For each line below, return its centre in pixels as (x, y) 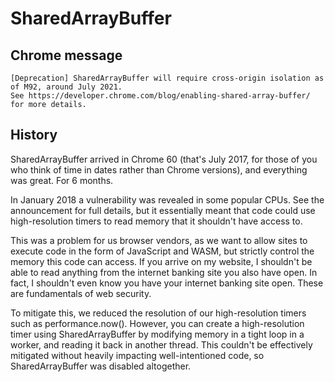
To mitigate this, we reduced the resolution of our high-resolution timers (158, 313)
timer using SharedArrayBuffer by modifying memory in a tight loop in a (157, 334)
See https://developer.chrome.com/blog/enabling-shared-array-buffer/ (160, 96)
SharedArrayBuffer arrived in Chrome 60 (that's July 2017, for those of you (164, 159)
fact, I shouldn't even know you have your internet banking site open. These (167, 283)
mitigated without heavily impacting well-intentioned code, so (137, 355)
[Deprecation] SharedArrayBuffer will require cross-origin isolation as (167, 78)
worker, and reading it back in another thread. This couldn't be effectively (161, 344)
